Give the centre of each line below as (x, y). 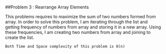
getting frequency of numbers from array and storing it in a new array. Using (83, 27)
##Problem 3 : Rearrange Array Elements (47, 7)
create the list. (20, 37)
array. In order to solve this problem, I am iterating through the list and (76, 22)
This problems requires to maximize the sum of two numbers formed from (81, 16)
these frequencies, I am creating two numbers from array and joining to (78, 32)
